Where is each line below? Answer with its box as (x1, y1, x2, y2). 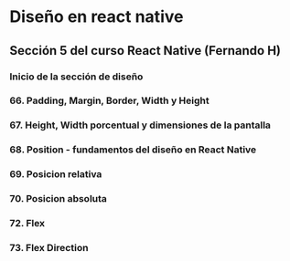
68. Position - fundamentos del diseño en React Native (9, 143, 257, 156)
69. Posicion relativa (9, 168, 102, 181)
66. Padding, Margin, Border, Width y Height (9, 94, 210, 107)
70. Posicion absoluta (9, 193, 108, 205)
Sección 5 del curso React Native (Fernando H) (9, 43, 282, 58)
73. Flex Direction (9, 241, 89, 254)
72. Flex (9, 217, 46, 230)
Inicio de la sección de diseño (9, 70, 144, 83)
